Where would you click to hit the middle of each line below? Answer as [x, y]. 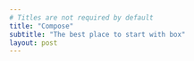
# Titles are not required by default [81, 17]
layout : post [34, 43]
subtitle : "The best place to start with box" [97, 34]
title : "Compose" [42, 26]
